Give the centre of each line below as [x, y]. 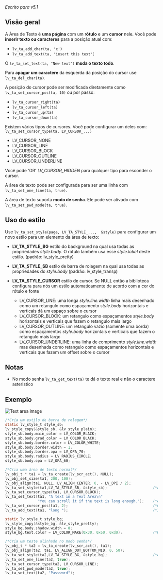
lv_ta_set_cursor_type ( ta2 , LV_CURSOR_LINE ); [52, 564]
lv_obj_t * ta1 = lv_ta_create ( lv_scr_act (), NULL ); [59, 474]
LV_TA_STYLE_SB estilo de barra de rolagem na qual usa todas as [78, 266]
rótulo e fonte [25, 291]
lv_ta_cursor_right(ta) [36, 102]
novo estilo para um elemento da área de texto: [52, 237]
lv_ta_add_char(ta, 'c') [37, 49]
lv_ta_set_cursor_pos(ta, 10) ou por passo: [50, 92]
